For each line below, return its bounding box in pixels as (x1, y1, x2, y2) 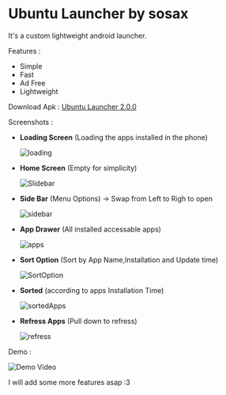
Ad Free (19, 78, 46, 88)
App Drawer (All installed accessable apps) (19, 224, 162, 234)
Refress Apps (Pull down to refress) (19, 316, 137, 325)
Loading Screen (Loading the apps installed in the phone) (19, 132, 208, 142)
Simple (19, 61, 43, 71)
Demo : (8, 347, 32, 356)
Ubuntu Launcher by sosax (8, 5, 189, 23)
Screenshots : (8, 117, 54, 126)
